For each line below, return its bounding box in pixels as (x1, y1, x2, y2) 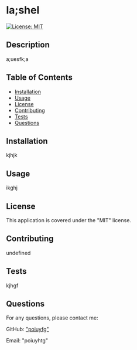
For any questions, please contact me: (6, 314, 98, 321)
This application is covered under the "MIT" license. (6, 217, 132, 223)
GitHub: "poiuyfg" (6, 326, 49, 333)
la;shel (6, 4, 40, 17)
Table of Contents (6, 73, 73, 83)
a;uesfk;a (6, 55, 29, 62)
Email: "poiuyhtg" (6, 337, 49, 344)
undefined (6, 249, 31, 256)
